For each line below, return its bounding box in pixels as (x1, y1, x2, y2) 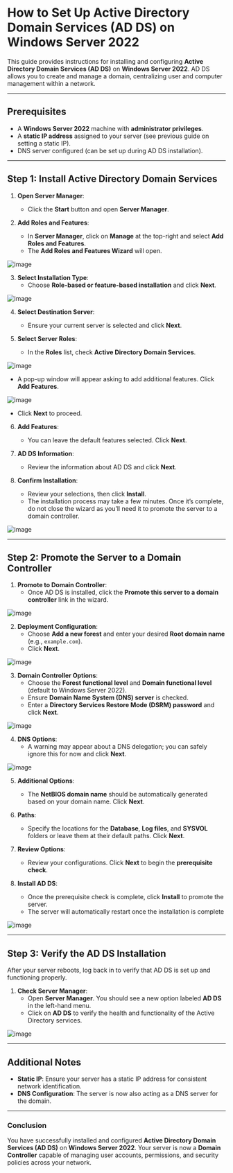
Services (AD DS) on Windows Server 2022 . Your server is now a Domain (7, 1144, 221, 1152)
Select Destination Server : (17, 307, 95, 316)
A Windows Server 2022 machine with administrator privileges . (17, 124, 204, 132)
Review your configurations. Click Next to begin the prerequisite (27, 858, 213, 867)
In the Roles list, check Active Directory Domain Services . (27, 348, 196, 356)
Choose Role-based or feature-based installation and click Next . (27, 281, 216, 289)
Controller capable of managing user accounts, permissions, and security (7, 1151, 219, 1159)
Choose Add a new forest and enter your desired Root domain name (27, 629, 225, 638)
